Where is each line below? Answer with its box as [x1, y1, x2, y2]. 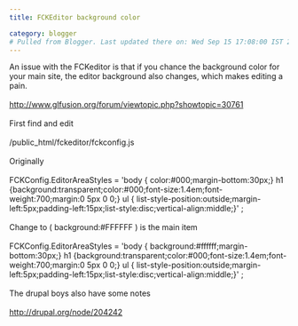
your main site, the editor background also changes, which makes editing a [9, 71, 284, 82]
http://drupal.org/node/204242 [9, 307, 123, 318]
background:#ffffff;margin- [149, 241, 248, 251]
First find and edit [9, 118, 74, 129]
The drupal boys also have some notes [9, 288, 151, 298]
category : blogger [9, 28, 77, 38]
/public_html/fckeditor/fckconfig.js [9, 137, 135, 147]
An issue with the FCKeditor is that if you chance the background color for [9, 61, 280, 72]
